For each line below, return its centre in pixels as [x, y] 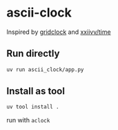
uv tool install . [33, 107]
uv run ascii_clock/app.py [45, 69]
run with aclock [28, 120]
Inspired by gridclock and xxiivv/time [59, 32]
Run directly [33, 54]
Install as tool [36, 91]
